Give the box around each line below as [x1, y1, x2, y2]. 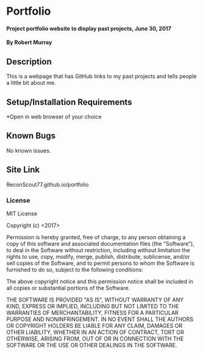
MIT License [6, 209, 38, 217]
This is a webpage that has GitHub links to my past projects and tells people [6, 73, 197, 80]
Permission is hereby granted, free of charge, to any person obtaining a [6, 233, 186, 240]
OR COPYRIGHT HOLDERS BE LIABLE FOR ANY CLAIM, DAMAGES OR [6, 322, 183, 329]
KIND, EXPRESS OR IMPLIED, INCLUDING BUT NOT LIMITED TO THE [6, 302, 179, 309]
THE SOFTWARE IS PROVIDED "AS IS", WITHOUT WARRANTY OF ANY [6, 296, 184, 303]
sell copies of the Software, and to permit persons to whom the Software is [6, 259, 195, 267]
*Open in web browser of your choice [6, 113, 102, 120]
